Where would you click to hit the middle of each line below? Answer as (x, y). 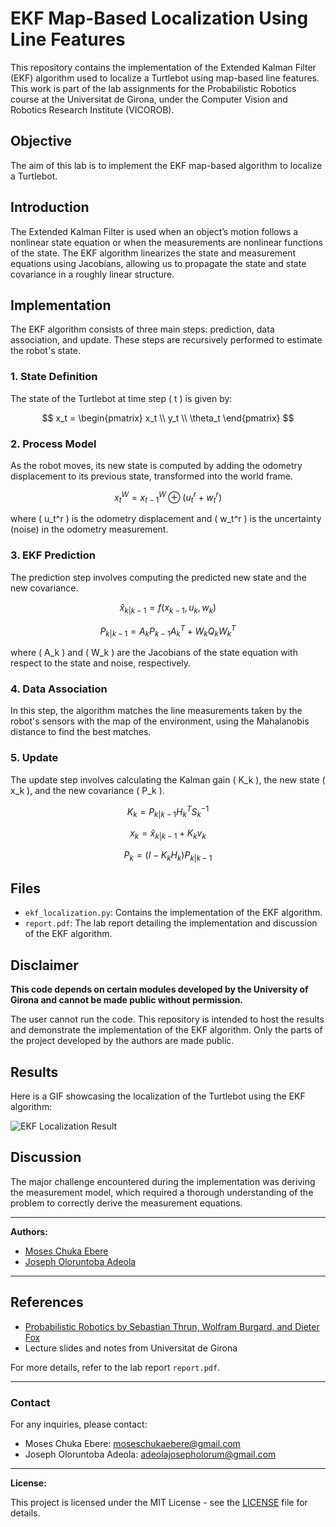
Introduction (50, 207)
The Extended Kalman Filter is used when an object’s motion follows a (154, 231)
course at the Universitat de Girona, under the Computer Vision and (149, 99)
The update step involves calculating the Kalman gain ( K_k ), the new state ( (168, 779)
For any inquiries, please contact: (79, 1424)
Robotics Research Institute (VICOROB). (92, 109)
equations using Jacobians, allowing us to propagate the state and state (158, 263)
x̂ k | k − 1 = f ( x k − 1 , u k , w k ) (168, 608)
